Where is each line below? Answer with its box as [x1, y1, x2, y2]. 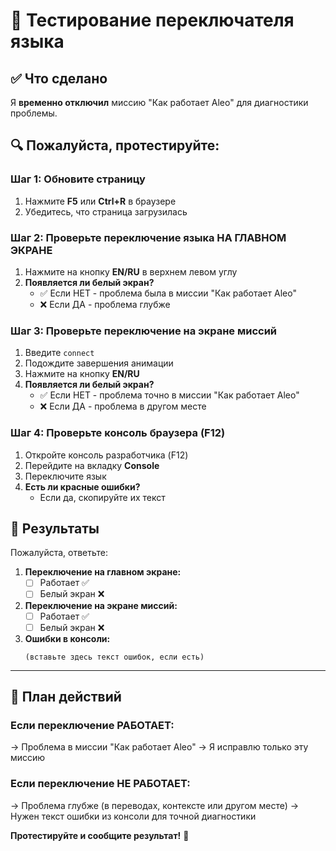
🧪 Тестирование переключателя [10, 9, 295, 32]
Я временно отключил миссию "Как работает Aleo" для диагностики [10, 97, 309, 108]
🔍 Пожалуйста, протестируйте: [10, 137, 220, 154]
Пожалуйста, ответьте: [10, 547, 109, 559]
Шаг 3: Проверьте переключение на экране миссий [10, 324, 278, 338]
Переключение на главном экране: [24, 566, 182, 578]
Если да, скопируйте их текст [39, 491, 166, 503]
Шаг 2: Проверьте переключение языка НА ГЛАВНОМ [10, 230, 287, 244]
